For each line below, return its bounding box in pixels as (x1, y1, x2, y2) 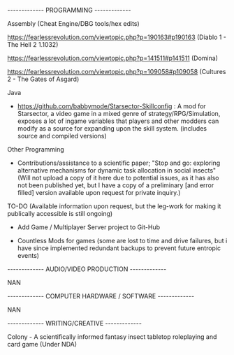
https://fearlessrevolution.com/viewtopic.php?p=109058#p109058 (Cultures (7, 68, 226, 75)
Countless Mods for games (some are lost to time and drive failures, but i (17, 237, 228, 245)
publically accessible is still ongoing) (7, 210, 113, 217)
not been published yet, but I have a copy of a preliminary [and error (17, 181, 214, 189)
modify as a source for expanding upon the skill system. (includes (17, 124, 207, 132)
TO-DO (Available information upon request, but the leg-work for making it (7, 202, 221, 210)
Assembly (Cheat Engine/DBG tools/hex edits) (7, 20, 140, 27)
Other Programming (7, 145, 64, 153)
